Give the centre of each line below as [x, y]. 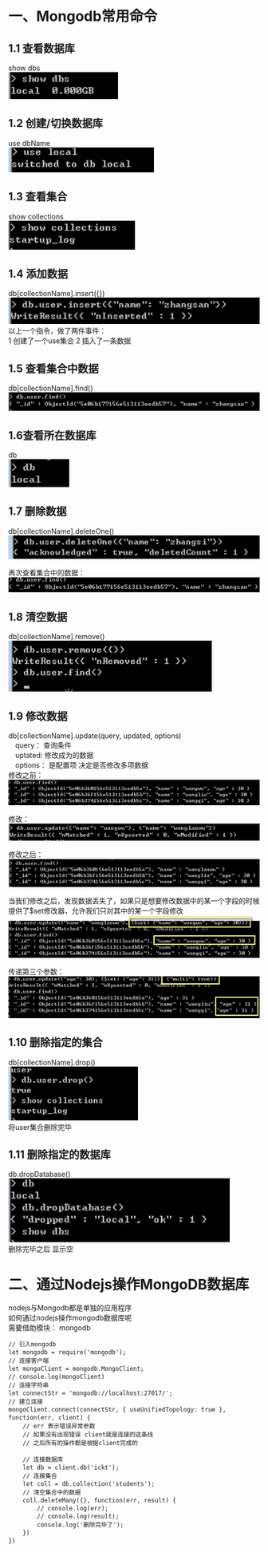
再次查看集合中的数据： [47, 573]
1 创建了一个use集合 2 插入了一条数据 [70, 341]
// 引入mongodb [32, 1345]
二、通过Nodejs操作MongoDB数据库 [129, 1284]
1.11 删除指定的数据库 [60, 1155]
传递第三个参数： [36, 972]
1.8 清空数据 [38, 616]
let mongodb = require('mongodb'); [67, 1353]
